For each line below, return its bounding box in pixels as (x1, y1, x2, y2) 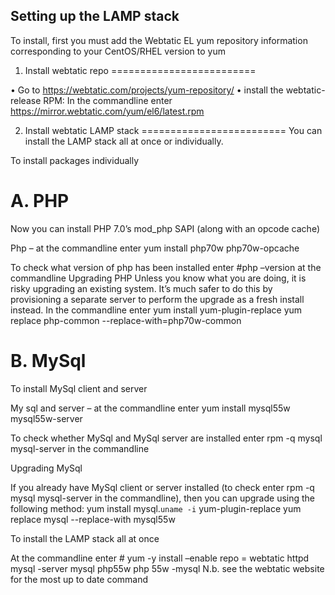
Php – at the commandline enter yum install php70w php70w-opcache (10, 242, 300, 254)
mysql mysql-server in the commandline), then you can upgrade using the (10, 492, 316, 504)
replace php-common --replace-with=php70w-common (10, 314, 242, 326)
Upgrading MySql (10, 462, 83, 474)
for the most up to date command (10, 573, 149, 585)
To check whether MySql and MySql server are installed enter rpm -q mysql (10, 432, 323, 444)
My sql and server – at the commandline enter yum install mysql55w (10, 402, 291, 414)
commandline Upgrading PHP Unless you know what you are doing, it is (10, 272, 307, 284)
